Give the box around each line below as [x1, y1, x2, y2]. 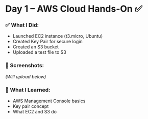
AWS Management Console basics [12, 98, 86, 104]
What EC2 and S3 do [12, 109, 57, 115]
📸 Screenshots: [5, 62, 44, 69]
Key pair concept [12, 103, 49, 109]
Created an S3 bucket [12, 44, 59, 50]
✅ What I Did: [5, 21, 39, 28]
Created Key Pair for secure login [12, 39, 83, 45]
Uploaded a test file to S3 [12, 49, 66, 55]
